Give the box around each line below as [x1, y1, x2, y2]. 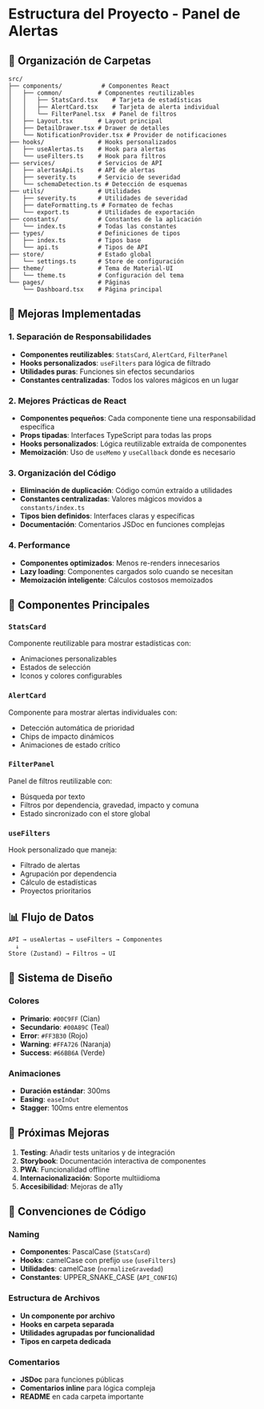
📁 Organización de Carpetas [8, 54, 152, 67]
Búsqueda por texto [19, 792, 86, 801]
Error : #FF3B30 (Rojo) [19, 1030, 89, 1040]
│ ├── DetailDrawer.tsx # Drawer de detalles [8, 124, 170, 132]
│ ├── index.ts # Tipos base [8, 237, 142, 245]
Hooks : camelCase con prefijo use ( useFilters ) [19, 1256, 176, 1265]
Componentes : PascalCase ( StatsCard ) [19, 1247, 150, 1257]
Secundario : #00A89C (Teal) [19, 1022, 110, 1031]
